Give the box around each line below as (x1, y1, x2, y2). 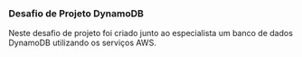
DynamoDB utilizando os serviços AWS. (8, 37, 157, 48)
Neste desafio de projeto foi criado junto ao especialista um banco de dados (8, 28, 293, 39)
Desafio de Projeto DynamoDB (8, 7, 144, 20)
